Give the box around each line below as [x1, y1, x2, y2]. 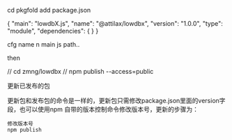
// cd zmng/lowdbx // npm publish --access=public [7, 68, 154, 75]
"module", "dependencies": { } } [7, 27, 99, 35]
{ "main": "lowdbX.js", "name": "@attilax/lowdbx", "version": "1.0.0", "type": [7, 20, 223, 27]
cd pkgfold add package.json [7, 6, 91, 14]
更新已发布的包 [7, 81, 50, 90]
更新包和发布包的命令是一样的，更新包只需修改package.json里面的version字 [7, 97, 226, 104]
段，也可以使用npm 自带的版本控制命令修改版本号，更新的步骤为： [7, 105, 199, 114]
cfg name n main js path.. [7, 40, 80, 48]
